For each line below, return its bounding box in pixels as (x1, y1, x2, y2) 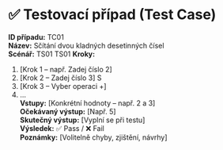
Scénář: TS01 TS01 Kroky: (8, 49, 96, 59)
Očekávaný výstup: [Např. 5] (19, 106, 116, 116)
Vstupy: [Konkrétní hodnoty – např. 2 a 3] (19, 98, 156, 108)
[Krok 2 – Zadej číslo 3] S (19, 73, 102, 83)
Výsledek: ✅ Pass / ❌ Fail (19, 123, 105, 133)
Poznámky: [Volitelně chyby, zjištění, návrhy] (19, 133, 168, 142)
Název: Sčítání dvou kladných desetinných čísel (8, 40, 164, 50)
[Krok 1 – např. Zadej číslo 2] (19, 64, 112, 74)
